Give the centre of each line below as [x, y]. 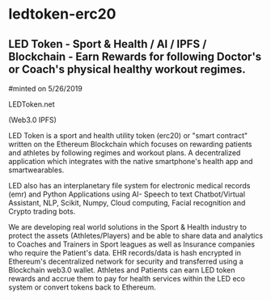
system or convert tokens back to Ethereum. [82, 287]
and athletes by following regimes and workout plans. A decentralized [125, 153]
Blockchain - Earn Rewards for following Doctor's [135, 56]
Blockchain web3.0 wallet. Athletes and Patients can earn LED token [122, 270]
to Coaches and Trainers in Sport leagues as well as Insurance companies [132, 244]
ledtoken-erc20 [62, 14]
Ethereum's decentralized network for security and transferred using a [126, 261]
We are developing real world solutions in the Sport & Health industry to [127, 227]
